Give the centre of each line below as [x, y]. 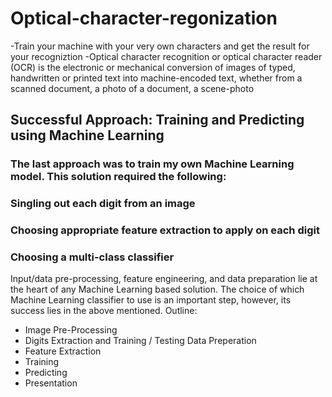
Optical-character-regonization [144, 18]
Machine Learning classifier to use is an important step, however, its [151, 300]
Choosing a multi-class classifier [92, 257]
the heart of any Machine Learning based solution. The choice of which [157, 289]
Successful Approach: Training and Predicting [157, 120]
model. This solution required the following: [118, 177]
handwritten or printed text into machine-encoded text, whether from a [156, 78]
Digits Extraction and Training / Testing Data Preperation [140, 341]
